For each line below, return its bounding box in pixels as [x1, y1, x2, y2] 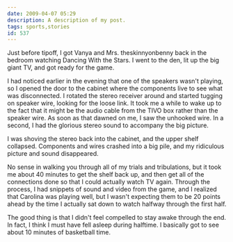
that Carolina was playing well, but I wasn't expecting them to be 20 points [7, 193, 221, 201]
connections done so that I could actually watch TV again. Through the [7, 178, 211, 186]
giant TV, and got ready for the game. [7, 63, 115, 72]
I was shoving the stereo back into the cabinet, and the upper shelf [7, 135, 199, 143]
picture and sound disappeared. [7, 150, 99, 158]
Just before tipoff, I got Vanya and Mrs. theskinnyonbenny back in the [7, 49, 207, 57]
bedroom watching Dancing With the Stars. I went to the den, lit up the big [7, 56, 220, 65]
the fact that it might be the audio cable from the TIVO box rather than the [7, 106, 218, 115]
